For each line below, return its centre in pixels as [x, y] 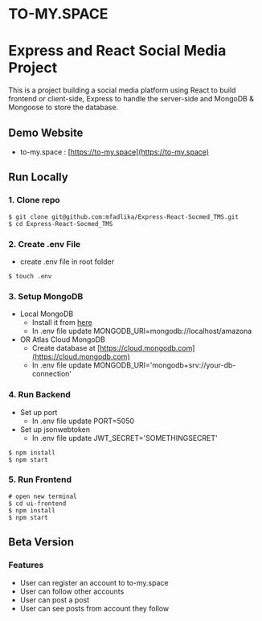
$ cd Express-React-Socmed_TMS [61, 224]
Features [26, 565]
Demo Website [46, 132]
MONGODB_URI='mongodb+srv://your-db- [165, 365]
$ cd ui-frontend [37, 504]
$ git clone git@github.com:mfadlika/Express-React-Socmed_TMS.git [124, 217]
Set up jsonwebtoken [55, 429]
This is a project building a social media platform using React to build [122, 90]
